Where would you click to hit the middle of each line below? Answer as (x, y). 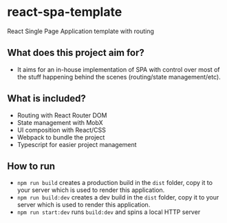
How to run (31, 166)
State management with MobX (60, 122)
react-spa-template (65, 12)
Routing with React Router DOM (62, 115)
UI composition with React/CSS (62, 130)
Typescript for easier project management (77, 144)
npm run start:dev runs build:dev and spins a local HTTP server (109, 212)
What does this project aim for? (76, 53)
